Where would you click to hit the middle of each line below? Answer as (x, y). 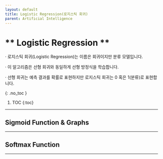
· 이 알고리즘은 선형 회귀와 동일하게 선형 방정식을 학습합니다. (62, 67)
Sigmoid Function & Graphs (47, 122)
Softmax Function (32, 145)
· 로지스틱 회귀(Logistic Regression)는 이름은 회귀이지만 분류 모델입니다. (74, 57)
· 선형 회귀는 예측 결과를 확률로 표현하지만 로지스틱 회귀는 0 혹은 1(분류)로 (75, 77)
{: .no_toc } (16, 93)
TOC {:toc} (23, 103)
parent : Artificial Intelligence (39, 18)
